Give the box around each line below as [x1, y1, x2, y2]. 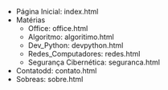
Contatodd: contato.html [15, 66, 97, 75]
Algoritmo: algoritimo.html [27, 32, 114, 41]
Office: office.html [27, 24, 88, 33]
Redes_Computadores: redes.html [27, 49, 141, 58]
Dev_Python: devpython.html [27, 41, 124, 50]
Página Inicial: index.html [15, 7, 99, 16]
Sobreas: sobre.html [15, 75, 84, 84]
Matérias [15, 15, 46, 25]
